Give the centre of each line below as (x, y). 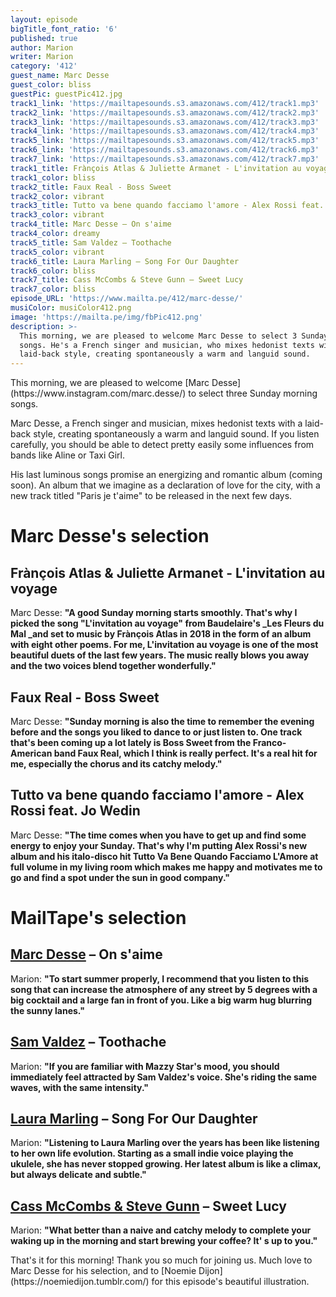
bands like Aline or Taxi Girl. (67, 455)
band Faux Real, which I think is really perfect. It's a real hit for (185, 753)
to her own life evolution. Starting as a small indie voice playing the (152, 1153)
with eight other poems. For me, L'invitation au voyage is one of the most (164, 645)
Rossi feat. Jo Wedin (75, 811)
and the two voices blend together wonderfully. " (113, 666)
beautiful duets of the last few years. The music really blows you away (160, 655)
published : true (44, 38)
